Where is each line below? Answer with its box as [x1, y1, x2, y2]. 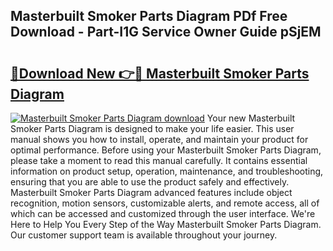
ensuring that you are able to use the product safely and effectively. [10, 176, 290, 188]
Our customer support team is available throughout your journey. [10, 229, 278, 241]
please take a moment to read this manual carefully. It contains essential [10, 155, 308, 166]
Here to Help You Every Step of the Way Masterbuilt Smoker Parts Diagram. [10, 219, 322, 230]
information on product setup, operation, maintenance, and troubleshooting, [10, 165, 324, 177]
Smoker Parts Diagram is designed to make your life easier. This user [10, 123, 295, 134]
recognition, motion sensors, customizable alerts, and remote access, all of [10, 197, 320, 209]
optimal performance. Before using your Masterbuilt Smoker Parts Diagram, [10, 144, 322, 156]
